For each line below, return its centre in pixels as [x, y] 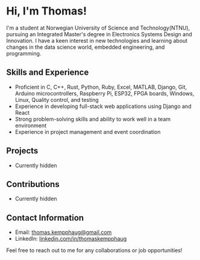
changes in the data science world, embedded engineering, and [86, 47]
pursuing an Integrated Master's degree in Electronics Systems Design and [99, 34]
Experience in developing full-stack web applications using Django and [103, 106]
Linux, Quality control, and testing [57, 100]
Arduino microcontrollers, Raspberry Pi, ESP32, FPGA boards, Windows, [105, 93]
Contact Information [45, 217]
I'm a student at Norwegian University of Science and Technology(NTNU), [98, 28]
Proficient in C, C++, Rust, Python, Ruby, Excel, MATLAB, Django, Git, [101, 87]
